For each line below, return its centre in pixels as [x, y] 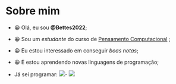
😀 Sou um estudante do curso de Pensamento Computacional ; [92, 39]
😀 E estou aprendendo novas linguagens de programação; [86, 62]
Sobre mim [33, 11]
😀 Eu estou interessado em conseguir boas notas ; [76, 50]
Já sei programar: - [41, 74]
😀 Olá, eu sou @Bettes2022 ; [51, 27]
